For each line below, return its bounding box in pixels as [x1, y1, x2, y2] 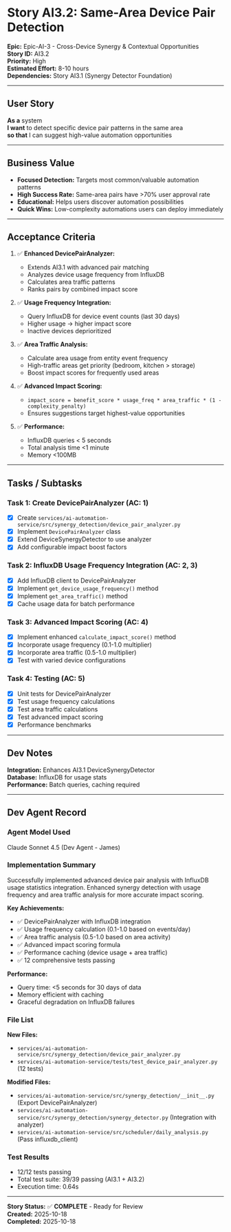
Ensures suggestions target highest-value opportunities [27, 409, 186, 417]
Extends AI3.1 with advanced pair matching [27, 263, 149, 271]
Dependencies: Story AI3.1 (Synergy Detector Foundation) [7, 71, 173, 80]
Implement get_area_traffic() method [16, 592, 129, 600]
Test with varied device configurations [16, 656, 126, 665]
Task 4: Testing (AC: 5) [7, 674, 85, 683]
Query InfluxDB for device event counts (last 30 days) [27, 312, 180, 321]
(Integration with [169, 1114, 217, 1122]
